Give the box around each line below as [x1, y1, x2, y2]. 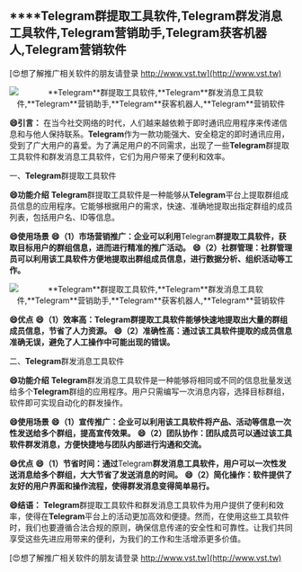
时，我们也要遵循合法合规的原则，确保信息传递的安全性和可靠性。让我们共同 [9, 522, 293, 532]
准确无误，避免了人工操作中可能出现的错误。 [9, 336, 175, 347]
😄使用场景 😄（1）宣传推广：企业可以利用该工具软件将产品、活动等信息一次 [9, 416, 292, 427]
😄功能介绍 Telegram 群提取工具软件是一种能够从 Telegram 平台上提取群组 [9, 189, 281, 200]
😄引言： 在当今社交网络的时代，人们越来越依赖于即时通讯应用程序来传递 [9, 117, 280, 128]
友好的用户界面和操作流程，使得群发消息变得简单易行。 [9, 480, 214, 491]
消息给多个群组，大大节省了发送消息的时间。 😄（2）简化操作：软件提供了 [16, 469, 293, 479]
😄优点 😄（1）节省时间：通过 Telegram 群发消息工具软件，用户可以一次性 [9, 458, 279, 469]
